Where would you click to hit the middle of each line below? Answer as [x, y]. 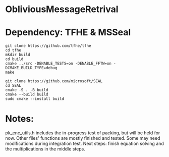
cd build [14, 59]
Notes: [20, 119]
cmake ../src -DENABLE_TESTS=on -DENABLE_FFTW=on [59, 64]
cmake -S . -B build [27, 90]
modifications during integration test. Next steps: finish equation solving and [84, 144]
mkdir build [18, 55]
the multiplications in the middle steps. [45, 149]
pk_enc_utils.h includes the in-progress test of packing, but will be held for [83, 133]
